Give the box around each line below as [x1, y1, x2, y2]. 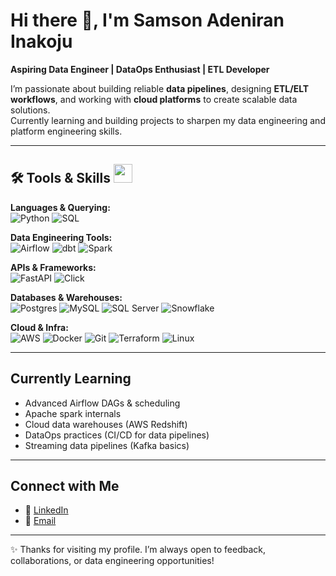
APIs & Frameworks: [10, 261, 97, 273]
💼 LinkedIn [24, 504, 69, 516]
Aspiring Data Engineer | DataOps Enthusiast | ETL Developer [10, 63, 270, 75]
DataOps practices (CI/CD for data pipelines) [24, 429, 210, 441]
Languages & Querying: [10, 201, 111, 213]
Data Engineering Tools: [10, 231, 113, 243]
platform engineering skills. [10, 125, 123, 137]
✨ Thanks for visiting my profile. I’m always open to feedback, [10, 544, 267, 556]
